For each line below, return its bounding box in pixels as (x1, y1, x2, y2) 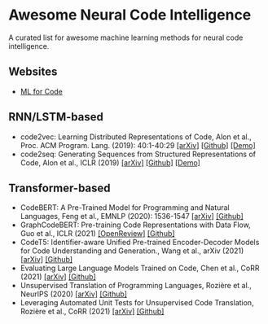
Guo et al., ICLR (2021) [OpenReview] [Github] (20, 229, 175, 239)
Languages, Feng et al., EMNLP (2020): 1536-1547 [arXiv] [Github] (20, 212, 244, 221)
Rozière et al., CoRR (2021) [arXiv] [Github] (20, 307, 165, 317)
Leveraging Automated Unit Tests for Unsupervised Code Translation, (20, 298, 254, 308)
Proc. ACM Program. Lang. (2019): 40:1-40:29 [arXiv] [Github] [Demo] (20, 140, 257, 150)
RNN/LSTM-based (8, 110, 103, 124)
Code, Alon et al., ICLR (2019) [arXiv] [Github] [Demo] (20, 157, 201, 168)
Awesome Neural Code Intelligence (8, 6, 252, 24)
